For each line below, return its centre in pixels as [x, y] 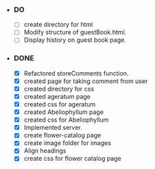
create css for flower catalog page [72, 159]
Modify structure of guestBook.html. [75, 32]
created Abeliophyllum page [64, 112]
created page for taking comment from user [86, 81]
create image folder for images [68, 143]
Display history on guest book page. [75, 40]
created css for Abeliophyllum [66, 120]
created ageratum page [57, 96]
